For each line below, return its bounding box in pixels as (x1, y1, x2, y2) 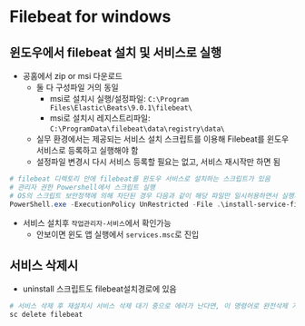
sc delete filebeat (9, 311, 84, 320)
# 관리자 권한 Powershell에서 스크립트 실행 (9, 183, 156, 192)
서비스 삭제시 (9, 257, 79, 273)
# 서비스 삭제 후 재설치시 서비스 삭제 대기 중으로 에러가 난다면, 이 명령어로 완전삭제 (9, 301, 289, 311)
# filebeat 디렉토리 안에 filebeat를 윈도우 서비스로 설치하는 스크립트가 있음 (9, 174, 271, 183)
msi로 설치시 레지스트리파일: (49, 113, 152, 123)
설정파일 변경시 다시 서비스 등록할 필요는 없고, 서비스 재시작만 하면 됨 (35, 156, 281, 167)
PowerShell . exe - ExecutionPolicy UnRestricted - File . (9, 200, 221, 209)
